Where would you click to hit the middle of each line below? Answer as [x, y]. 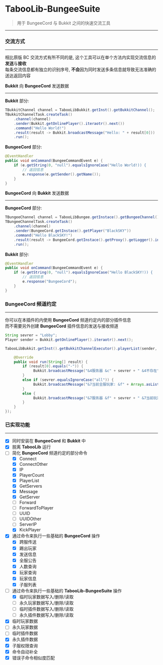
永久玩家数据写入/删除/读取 [46, 603]
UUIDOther [30, 519]
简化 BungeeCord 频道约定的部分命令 [50, 453]
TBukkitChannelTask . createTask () [39, 115]
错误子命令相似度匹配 [33, 658]
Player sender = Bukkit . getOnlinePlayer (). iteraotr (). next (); [69, 340]
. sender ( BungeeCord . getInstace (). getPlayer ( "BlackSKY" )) [73, 231]
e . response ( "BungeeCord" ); [50, 282]
